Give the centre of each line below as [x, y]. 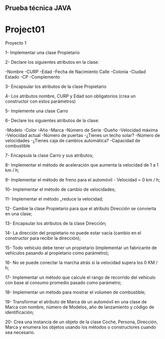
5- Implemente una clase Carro [37, 111]
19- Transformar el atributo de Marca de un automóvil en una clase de [76, 302]
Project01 [25, 29]
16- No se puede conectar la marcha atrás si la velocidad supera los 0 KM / [81, 263]
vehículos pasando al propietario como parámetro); [57, 253]
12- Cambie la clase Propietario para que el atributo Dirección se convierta [81, 209]
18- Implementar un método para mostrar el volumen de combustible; [76, 292]
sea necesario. [20, 333]
